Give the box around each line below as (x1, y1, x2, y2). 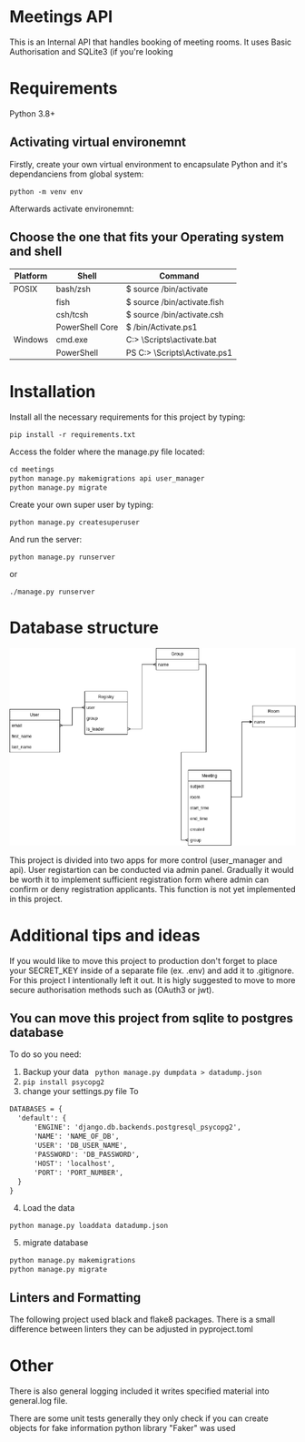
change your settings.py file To (22, 1086, 139, 1097)
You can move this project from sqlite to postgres (9, 1010, 293, 1026)
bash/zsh (55, 284, 91, 295)
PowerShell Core (55, 321, 119, 332)
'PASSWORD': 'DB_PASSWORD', (33, 1150, 141, 1160)
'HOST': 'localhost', (33, 1159, 116, 1169)
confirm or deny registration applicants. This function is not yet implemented (9, 883, 297, 894)
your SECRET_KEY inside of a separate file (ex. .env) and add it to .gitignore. (9, 965, 295, 976)
